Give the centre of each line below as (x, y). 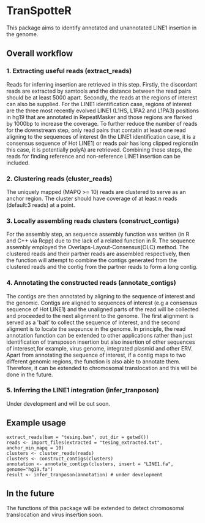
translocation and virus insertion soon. (55, 515)
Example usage (36, 423)
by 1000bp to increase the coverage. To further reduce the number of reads (102, 123)
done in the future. (30, 374)
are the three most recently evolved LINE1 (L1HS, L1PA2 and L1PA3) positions (103, 110)
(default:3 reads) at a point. (41, 205)
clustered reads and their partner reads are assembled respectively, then (98, 254)
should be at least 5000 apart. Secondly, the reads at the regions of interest (102, 97)
